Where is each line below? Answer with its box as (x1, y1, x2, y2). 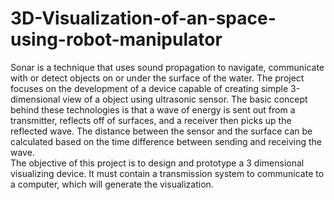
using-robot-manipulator (10, 28, 223, 51)
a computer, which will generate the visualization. (10, 178, 214, 190)
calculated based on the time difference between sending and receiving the (10, 135, 322, 147)
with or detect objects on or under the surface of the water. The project (10, 72, 305, 84)
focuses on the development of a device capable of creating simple (10, 82, 289, 94)
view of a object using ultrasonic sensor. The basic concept (62, 93, 308, 105)
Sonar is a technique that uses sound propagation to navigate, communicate (10, 61, 325, 73)
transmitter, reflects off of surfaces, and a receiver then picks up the (10, 114, 292, 126)
